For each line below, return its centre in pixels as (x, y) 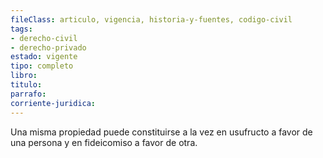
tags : (21, 29)
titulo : (26, 85)
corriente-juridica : (53, 103)
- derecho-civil (44, 38)
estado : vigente (44, 57)
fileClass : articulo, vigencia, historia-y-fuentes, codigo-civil (151, 19)
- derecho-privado (48, 47)
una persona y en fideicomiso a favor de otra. (104, 142)
